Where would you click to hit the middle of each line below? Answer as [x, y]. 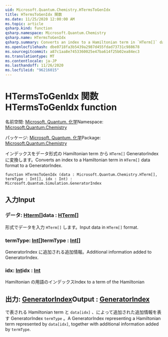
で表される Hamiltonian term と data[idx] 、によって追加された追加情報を [81, 312]
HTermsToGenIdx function [61, 107]
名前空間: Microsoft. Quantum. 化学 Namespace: [54, 122]
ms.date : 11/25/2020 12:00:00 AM [40, 19]
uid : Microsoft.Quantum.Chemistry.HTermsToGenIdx [58, 10]
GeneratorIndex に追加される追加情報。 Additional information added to [78, 252]
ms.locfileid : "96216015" [32, 70]
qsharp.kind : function [29, 28]
